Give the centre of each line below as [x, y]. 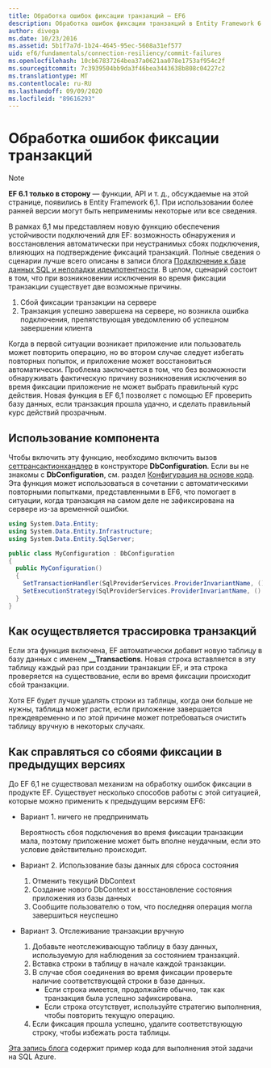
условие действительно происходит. [83, 850]
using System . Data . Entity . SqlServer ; [72, 538]
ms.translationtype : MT [48, 76]
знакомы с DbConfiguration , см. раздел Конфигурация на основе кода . [131, 475]
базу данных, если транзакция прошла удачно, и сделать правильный [129, 404]
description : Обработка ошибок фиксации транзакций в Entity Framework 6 [135, 23]
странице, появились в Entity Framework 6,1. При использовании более [131, 202]
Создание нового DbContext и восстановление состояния [132, 889]
